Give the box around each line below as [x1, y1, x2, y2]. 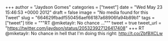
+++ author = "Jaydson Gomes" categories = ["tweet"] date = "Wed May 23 [5, 4, 162, 10]
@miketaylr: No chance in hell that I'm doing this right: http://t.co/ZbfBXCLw [5, 31, 163, 36]
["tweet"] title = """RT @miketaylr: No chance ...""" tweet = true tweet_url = [5, 20, 162, 26]
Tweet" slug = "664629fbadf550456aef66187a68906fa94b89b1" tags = [5, 15, 155, 20]
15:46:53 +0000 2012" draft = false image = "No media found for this [5, 9, 148, 15]
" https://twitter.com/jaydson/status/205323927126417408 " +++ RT [5, 25, 145, 31]
